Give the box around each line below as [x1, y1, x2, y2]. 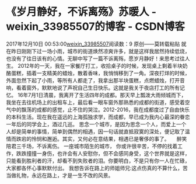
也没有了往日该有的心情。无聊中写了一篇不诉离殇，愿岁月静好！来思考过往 [6, 55, 185, 62]
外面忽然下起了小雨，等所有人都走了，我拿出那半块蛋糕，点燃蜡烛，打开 [6, 77, 180, 84]
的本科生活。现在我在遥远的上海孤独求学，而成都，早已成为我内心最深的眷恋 [6, 113, 190, 120]
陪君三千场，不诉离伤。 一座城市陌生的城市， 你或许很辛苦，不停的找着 [6, 143, 178, 150]
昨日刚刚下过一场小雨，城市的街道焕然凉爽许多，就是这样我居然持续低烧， [10, 47, 190, 54]
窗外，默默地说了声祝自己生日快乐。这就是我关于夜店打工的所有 [26, 84, 180, 91]
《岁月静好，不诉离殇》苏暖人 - [6, 5, 156, 19]
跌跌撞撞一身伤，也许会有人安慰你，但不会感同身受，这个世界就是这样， [16, 150, 190, 157]
